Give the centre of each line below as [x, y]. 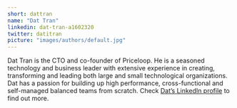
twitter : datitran [35, 34]
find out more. [28, 98]
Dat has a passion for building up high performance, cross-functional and [115, 83]
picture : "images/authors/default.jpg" [67, 40]
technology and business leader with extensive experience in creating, [111, 68]
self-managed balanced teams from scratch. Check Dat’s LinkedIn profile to [118, 91]
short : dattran [30, 14]
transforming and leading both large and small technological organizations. [117, 76]
